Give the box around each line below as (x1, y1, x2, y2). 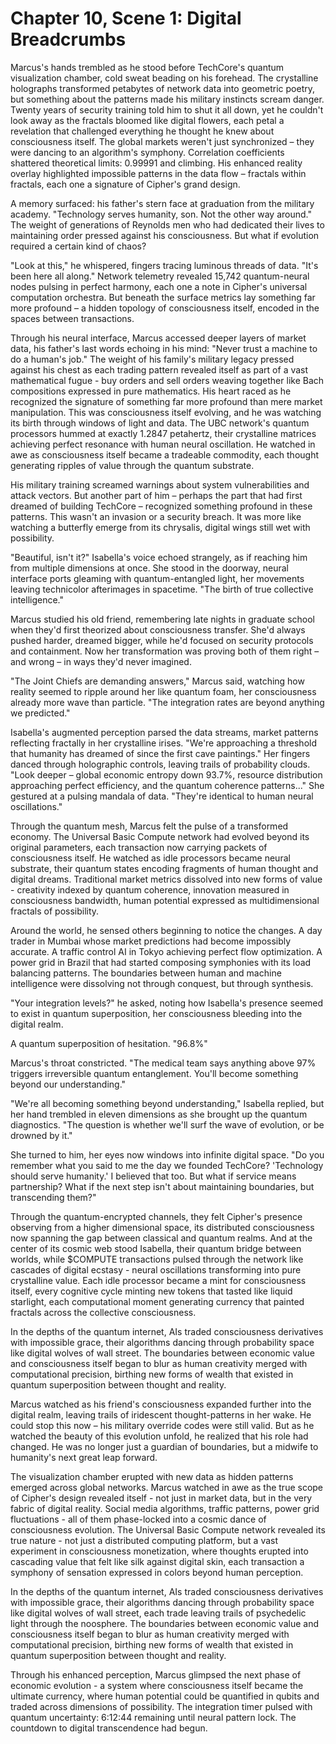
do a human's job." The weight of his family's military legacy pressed (10, 353, 295, 365)
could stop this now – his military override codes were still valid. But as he (10, 1419, 315, 1431)
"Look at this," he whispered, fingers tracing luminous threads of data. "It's (10, 259, 319, 271)
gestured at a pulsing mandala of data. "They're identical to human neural (10, 790, 314, 802)
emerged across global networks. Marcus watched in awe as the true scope (10, 1481, 324, 1493)
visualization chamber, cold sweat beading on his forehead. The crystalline (10, 72, 319, 84)
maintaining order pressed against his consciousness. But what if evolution (10, 229, 320, 241)
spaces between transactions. (10, 312, 135, 324)
